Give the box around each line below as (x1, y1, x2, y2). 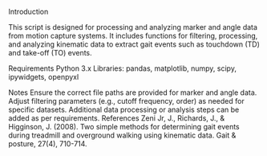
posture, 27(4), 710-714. (8, 139, 87, 148)
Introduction (8, 7, 49, 16)
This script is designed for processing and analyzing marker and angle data (8, 23, 258, 31)
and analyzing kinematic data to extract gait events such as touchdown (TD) (8, 39, 261, 49)
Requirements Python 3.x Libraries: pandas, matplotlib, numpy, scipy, (8, 64, 237, 73)
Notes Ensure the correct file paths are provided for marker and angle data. (8, 88, 257, 97)
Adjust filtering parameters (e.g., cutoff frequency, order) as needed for (8, 96, 245, 105)
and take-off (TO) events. (8, 48, 92, 57)
